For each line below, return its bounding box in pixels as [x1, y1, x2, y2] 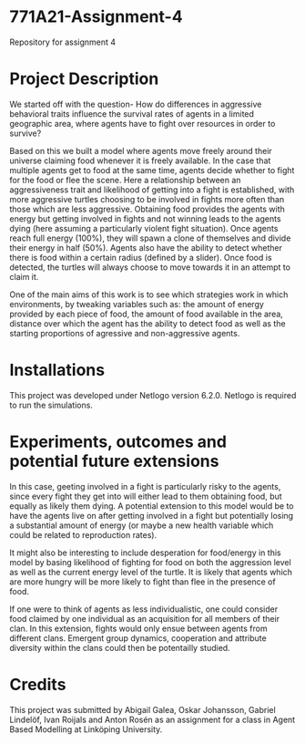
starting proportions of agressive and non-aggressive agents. [9, 327, 240, 338]
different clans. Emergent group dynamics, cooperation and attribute [9, 632, 267, 644]
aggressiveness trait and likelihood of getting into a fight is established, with [9, 184, 295, 195]
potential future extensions [9, 451, 219, 471]
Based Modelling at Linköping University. [9, 723, 163, 735]
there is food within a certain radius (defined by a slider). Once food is [9, 252, 272, 263]
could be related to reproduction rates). [9, 529, 158, 540]
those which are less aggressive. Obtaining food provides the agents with [9, 203, 285, 214]
